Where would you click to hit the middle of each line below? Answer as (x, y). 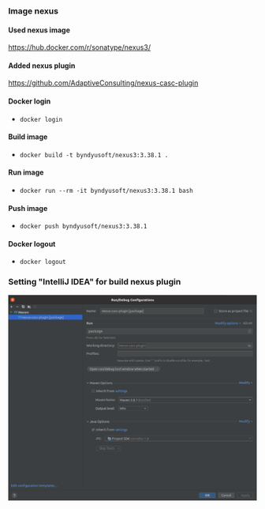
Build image (28, 137)
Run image (26, 172)
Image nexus (34, 11)
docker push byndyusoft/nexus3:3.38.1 (83, 227)
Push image (28, 208)
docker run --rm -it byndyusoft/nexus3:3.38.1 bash (106, 190)
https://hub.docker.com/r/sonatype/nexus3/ (80, 47)
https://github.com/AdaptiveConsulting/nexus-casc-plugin (103, 83)
